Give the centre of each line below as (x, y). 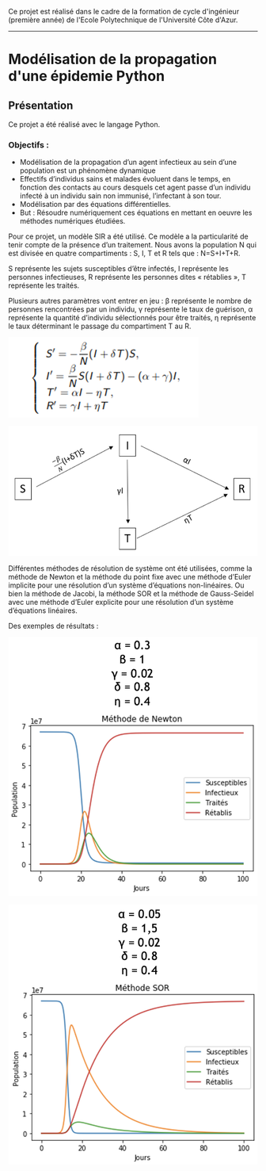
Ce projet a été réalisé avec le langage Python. (84, 124)
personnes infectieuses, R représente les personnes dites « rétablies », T (127, 277)
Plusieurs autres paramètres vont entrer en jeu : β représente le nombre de (130, 301)
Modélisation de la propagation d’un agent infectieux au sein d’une (128, 163)
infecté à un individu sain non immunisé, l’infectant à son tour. (120, 196)
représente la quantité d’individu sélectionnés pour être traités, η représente (132, 318)
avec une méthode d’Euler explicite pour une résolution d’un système (121, 602)
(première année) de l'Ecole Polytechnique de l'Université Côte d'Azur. (123, 20)
